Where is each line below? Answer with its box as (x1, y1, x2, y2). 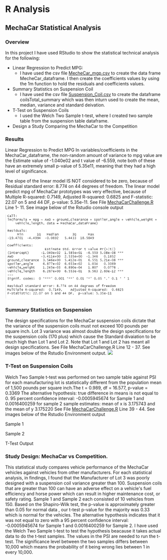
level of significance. (5, 168, 48, 174)
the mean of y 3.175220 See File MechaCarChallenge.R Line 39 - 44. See (5, 406, 155, 412)
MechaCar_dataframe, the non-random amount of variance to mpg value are (5, 152, 163, 158)
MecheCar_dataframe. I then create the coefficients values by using (19, 75, 160, 81)
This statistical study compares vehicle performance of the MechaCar (5, 464, 149, 470)
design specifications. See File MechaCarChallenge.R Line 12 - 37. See (5, 344, 151, 350)
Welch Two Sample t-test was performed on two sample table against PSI (5, 374, 157, 380)
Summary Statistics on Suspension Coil (12, 86, 93, 92)
